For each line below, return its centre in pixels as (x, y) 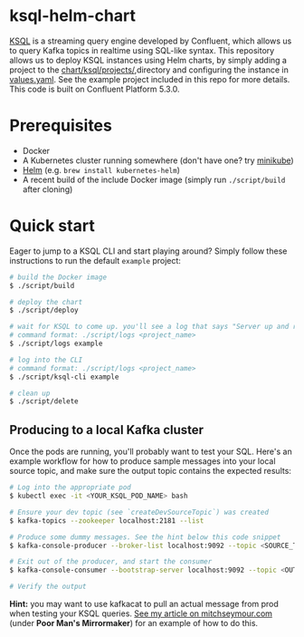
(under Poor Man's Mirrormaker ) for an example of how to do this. (134, 623)
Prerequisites (61, 125)
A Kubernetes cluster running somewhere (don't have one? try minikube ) (158, 160)
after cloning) (47, 189)
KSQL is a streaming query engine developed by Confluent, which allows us (151, 41)
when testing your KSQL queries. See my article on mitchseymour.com (141, 613)
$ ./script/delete (44, 401)
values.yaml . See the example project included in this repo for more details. (150, 79)
